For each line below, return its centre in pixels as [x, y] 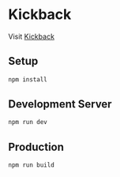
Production [36, 147]
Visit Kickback [32, 36]
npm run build [32, 165]
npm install [28, 79]
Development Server [60, 104]
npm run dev [28, 122]
